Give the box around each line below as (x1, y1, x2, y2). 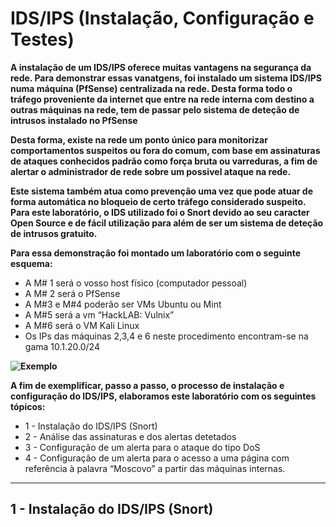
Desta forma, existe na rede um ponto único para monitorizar (10, 133, 268, 146)
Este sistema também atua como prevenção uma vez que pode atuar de (10, 185, 313, 197)
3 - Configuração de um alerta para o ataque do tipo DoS (24, 441, 261, 453)
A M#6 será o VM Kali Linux (24, 319, 140, 331)
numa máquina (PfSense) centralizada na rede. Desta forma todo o (10, 82, 293, 94)
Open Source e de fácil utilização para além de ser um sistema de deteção (10, 217, 324, 229)
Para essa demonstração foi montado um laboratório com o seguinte (10, 247, 301, 259)
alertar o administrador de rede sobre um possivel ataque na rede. (10, 165, 292, 177)
